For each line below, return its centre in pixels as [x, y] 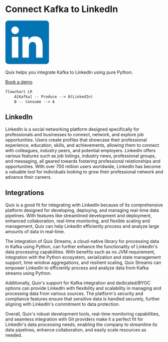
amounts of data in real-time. [35, 231]
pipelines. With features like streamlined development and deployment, [78, 215]
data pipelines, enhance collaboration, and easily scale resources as [76, 329]
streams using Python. [28, 273]
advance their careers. [29, 177]
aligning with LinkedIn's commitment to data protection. [63, 304]
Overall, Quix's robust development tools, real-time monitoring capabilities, [82, 313]
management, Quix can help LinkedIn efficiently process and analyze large [82, 226]
